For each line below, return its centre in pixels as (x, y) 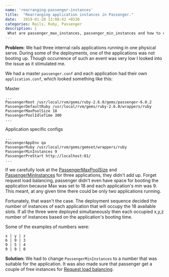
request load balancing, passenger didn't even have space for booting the (82, 180)
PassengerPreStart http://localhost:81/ (48, 156)
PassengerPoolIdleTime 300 (33, 115)
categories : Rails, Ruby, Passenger (44, 24)
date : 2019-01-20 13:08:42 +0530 (43, 19)
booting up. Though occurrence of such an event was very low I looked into (84, 58)
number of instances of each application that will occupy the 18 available (80, 206)
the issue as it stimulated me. (35, 64)
